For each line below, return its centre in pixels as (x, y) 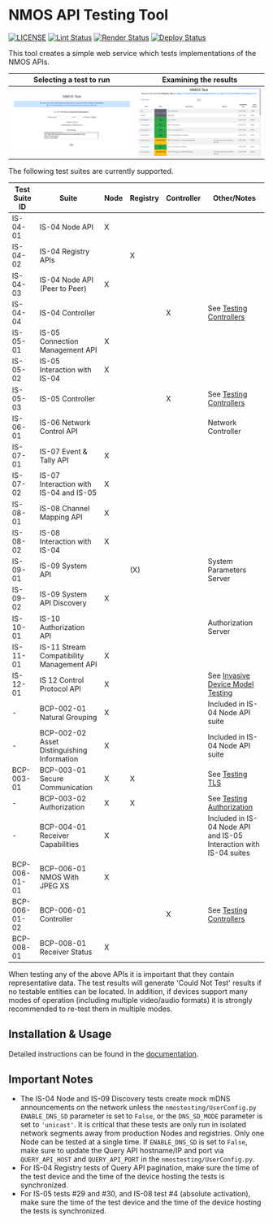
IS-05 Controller (67, 398)
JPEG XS (54, 886)
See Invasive (229, 675)
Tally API (54, 460)
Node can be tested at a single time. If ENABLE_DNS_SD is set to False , (134, 1142)
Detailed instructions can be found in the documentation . (104, 1053)
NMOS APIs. (29, 62)
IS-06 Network (65, 423)
